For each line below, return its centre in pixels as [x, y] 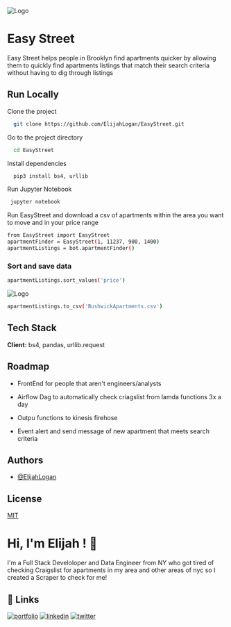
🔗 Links [23, 600]
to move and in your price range [53, 223]
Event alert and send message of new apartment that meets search [113, 431]
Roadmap [28, 367]
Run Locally [33, 95]
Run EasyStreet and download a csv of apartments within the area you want [115, 215]
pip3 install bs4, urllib [51, 176]
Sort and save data [40, 266]
